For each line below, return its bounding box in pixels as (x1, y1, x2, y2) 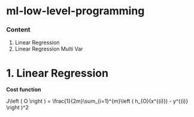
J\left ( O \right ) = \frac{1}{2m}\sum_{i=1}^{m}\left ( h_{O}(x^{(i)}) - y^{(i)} (6, 97, 189, 105)
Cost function (6, 86, 41, 93)
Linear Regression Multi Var (14, 45, 83, 53)
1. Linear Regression (6, 66, 109, 80)
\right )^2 (6, 104, 29, 111)
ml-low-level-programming (6, 4, 145, 18)
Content (6, 26, 31, 34)
